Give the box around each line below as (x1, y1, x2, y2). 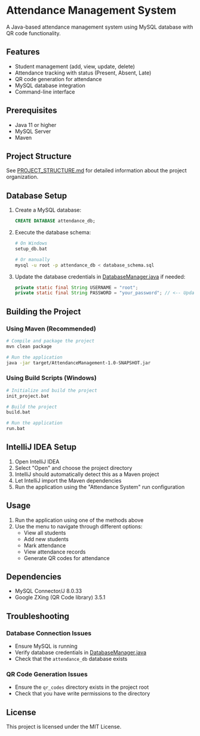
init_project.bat (6, 393, 50, 399)
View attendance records (23, 548, 86, 555)
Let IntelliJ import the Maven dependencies (14, 477, 122, 484)
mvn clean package (6, 344, 52, 350)
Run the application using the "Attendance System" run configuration (14, 483, 185, 490)
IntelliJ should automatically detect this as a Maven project (14, 471, 159, 478)
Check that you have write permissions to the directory (14, 690, 150, 697)
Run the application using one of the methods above (14, 517, 144, 524)
